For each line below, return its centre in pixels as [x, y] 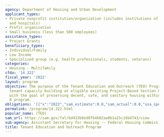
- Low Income [18, 55]
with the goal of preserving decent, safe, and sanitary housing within [85, 95]
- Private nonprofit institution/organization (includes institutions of [82, 18]
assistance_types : [24, 37]
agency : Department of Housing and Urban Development [61, 9]
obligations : [18, 104]
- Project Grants [23, 41]
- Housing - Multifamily [30, 68]
